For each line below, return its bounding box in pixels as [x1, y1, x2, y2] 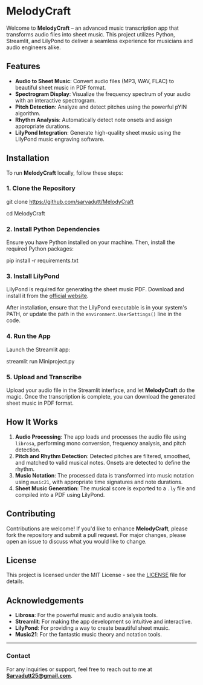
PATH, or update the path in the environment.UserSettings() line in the [6, 311, 182, 318]
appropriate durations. [14, 123, 71, 130]
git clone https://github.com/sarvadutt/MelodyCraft [6, 198, 134, 205]
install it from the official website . [6, 292, 89, 300]
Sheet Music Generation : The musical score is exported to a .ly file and [14, 484, 196, 492]
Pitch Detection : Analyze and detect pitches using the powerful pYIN [14, 103, 187, 110]
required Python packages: [6, 245, 74, 252]
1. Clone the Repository [6, 184, 76, 192]
